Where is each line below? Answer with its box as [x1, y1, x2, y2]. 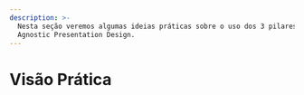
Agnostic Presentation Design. [17, 30, 136, 39]
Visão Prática [9, 69, 112, 90]
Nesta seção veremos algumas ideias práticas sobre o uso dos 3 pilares [17, 22, 298, 31]
